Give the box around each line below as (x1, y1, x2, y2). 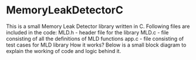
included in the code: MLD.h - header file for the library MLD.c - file (6, 29, 169, 36)
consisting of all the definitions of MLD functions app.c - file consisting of (6, 35, 184, 42)
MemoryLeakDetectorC (6, 3, 123, 17)
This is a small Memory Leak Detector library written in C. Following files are (6, 23, 190, 30)
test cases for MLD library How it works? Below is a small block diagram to (6, 41, 187, 48)
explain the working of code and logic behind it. (6, 47, 121, 54)
